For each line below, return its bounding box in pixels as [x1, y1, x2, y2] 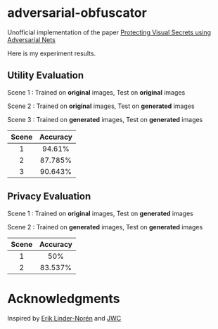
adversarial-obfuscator [7, 5, 148, 21]
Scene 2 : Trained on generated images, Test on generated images [7, 222, 203, 231]
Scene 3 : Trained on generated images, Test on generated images [7, 115, 203, 123]
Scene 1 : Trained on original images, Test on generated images [7, 209, 193, 217]
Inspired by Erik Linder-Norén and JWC [7, 314, 122, 322]
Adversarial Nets [7, 35, 56, 43]
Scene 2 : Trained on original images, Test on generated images [7, 102, 195, 110]
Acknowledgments [7, 290, 121, 307]
